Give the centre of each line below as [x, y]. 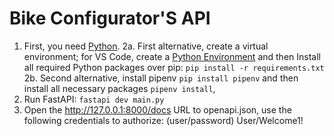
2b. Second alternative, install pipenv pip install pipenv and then [161, 78]
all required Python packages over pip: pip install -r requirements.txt [174, 67]
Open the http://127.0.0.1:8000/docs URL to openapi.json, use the [157, 109]
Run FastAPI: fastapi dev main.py [94, 99]
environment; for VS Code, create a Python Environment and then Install [172, 56]
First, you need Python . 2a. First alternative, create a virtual [146, 46]
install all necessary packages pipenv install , [119, 88]
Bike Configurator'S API [110, 18]
